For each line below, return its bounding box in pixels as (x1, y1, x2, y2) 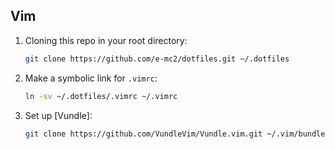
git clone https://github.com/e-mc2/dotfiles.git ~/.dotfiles (24, 54, 290, 64)
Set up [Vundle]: (24, 109, 93, 121)
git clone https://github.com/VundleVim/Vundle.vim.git (24, 129, 263, 139)
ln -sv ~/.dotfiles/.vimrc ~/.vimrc (24, 91, 178, 101)
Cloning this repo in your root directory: (24, 34, 188, 46)
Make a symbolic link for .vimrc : (24, 72, 158, 84)
